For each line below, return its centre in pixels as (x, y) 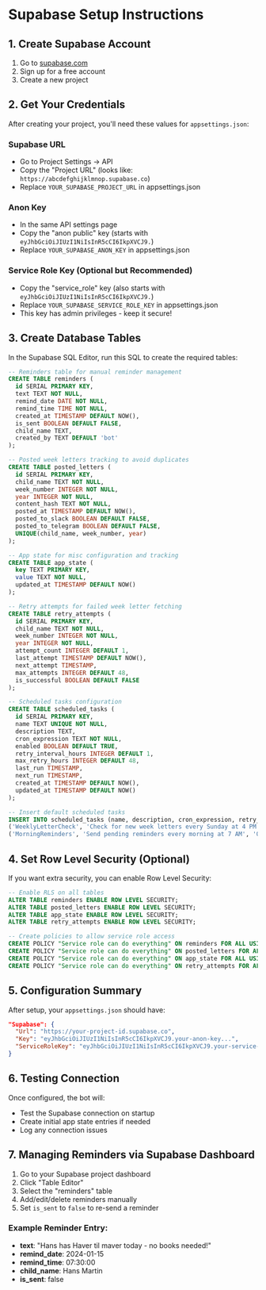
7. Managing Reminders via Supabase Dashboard (132, 1155)
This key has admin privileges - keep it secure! (96, 313)
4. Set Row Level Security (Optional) (99, 859)
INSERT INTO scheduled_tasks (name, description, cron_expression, (122, 820)
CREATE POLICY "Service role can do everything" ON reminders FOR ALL (127, 944)
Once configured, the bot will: (57, 1097)
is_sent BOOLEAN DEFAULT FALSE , (69, 423)
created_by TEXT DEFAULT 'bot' (67, 438)
